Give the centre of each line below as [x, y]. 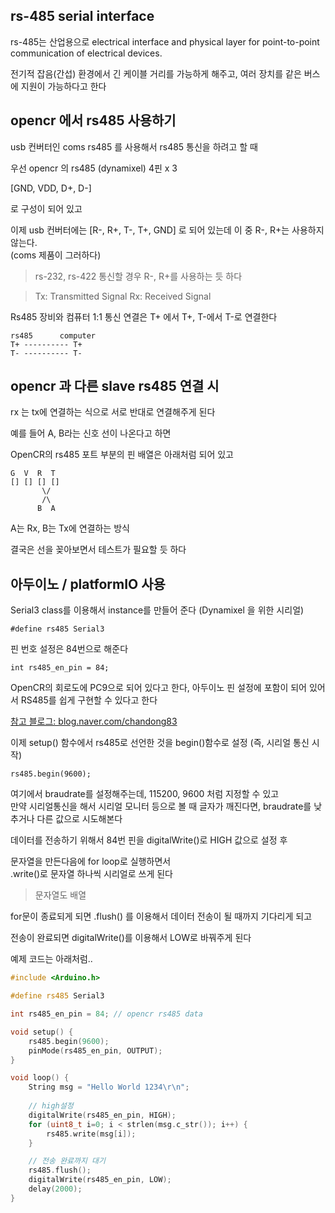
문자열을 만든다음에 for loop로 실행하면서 [91, 861]
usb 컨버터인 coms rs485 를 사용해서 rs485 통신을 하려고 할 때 [134, 146]
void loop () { [40, 1078]
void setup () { [42, 1032]
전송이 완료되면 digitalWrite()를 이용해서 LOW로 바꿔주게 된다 [131, 938]
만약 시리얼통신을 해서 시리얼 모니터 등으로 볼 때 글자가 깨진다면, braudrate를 [161, 806]
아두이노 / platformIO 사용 [88, 584]
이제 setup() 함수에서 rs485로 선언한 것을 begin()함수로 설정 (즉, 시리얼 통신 [160, 743]
